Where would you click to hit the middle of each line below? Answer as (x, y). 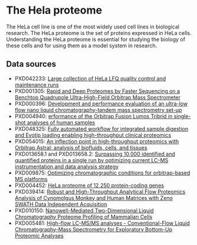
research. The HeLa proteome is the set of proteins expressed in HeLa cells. (99, 33)
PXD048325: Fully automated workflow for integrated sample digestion (101, 128)
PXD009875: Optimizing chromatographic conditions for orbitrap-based (102, 173)
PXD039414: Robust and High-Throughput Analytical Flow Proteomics (100, 191)
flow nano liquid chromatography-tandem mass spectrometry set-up (98, 109)
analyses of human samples (61, 122)
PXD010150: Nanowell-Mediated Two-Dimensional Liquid (84, 210)
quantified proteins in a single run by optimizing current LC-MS (91, 160)
